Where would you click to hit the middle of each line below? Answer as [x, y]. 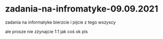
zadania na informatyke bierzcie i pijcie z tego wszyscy [60, 22]
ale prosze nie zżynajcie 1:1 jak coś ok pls [46, 31]
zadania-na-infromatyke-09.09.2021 [82, 9]
